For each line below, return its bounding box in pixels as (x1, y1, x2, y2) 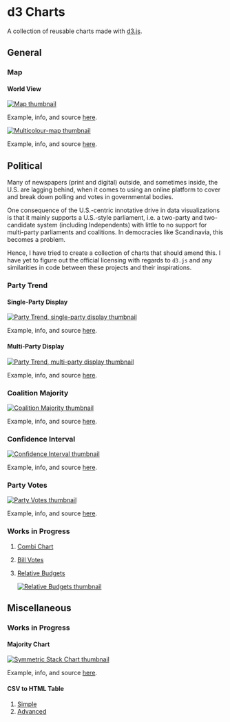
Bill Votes (17, 555, 44, 564)
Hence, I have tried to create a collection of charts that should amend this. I (7, 249, 221, 257)
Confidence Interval (7, 434, 76, 444)
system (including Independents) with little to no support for (36, 221, 207, 229)
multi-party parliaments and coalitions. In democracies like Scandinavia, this (7, 228, 224, 236)
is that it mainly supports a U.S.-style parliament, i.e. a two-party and (7, 214, 203, 222)
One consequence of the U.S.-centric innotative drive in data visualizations (7, 206, 220, 214)
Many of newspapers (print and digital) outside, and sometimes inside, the (7, 178, 218, 187)
